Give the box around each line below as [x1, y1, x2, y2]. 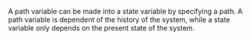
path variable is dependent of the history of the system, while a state [8, 15, 231, 24]
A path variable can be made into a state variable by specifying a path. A [8, 7, 243, 16]
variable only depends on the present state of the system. [8, 24, 195, 32]
